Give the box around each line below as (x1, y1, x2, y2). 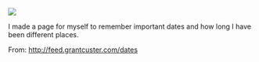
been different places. (8, 30, 80, 39)
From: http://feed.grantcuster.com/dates (8, 45, 138, 54)
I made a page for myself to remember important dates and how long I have (8, 22, 252, 31)
